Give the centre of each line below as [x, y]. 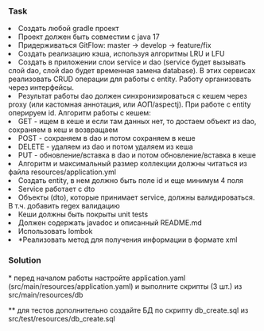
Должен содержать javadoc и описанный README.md [111, 223]
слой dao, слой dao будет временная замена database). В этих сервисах [132, 71]
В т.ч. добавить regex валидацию [64, 206]
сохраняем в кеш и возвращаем [63, 130]
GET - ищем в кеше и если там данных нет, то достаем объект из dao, [138, 122]
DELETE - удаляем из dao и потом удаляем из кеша [106, 147]
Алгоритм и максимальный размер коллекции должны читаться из [133, 164]
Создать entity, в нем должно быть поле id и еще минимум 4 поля [131, 181]
